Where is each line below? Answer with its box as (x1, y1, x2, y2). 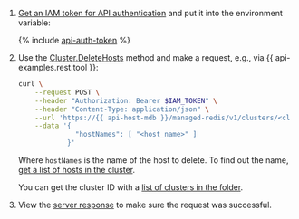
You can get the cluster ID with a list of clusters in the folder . (17, 182, 244, 193)
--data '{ (34, 121, 72, 130)
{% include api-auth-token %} (17, 35, 131, 45)
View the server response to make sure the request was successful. (17, 199, 272, 210)
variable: (17, 17, 52, 28)
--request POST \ (34, 88, 100, 97)
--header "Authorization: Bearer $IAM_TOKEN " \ (34, 96, 217, 105)
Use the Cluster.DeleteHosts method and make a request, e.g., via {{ (17, 52, 274, 62)
